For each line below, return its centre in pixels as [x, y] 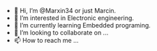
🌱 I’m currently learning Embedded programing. [82, 25]
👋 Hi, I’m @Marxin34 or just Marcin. [65, 11]
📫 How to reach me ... [46, 40]
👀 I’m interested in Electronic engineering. [74, 18]
